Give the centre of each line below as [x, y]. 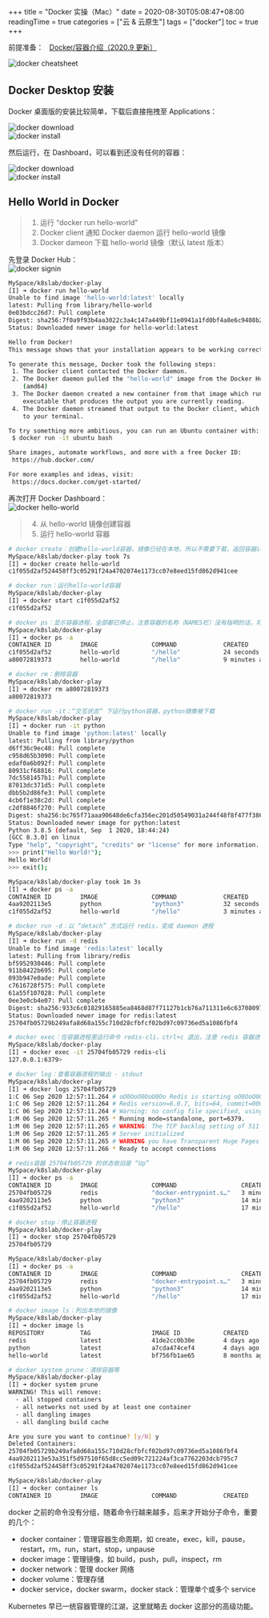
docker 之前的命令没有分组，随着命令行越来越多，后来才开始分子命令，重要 [133, 1511]
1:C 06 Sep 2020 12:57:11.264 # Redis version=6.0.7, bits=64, [116, 1104]
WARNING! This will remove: [55, 1392]
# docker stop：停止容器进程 [53, 1222]
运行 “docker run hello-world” [89, 222]
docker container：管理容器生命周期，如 [86, 1539]
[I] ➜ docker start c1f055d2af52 [64, 601]
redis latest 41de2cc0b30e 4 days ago [134, 1340]
